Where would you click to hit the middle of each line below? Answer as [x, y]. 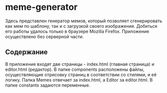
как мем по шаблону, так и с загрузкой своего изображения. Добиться [81, 26]
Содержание [27, 52]
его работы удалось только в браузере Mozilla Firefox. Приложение [77, 31]
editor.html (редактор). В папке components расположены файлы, [75, 69]
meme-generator [41, 7]
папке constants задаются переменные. [48, 85]
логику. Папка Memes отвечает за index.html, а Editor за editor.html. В [79, 80]
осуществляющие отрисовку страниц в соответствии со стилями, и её [81, 74]
